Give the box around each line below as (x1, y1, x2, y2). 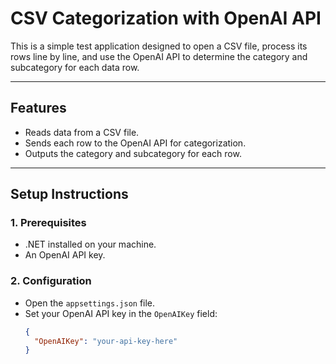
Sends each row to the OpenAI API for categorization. (24, 137, 247, 149)
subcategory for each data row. (10, 61, 140, 73)
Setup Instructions (10, 186, 129, 203)
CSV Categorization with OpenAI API (10, 7, 322, 30)
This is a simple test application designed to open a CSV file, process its (10, 40, 308, 52)
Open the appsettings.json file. (24, 297, 156, 309)
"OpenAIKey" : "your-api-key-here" (34, 336, 178, 346)
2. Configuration (10, 274, 92, 288)
